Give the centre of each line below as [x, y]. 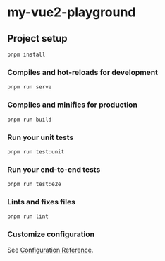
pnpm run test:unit [36, 152]
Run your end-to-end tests [54, 169]
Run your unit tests [41, 137]
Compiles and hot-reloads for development [83, 72]
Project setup [38, 39]
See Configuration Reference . [50, 250]
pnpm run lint [28, 216]
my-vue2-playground [72, 12]
